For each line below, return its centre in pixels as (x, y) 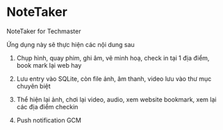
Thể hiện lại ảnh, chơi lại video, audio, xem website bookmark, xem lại (116, 99)
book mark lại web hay (49, 65)
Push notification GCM (49, 120)
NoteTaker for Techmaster (44, 31)
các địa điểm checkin (47, 106)
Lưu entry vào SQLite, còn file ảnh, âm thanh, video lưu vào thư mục (114, 78)
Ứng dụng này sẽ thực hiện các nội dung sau (71, 44)
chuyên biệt (34, 86)
